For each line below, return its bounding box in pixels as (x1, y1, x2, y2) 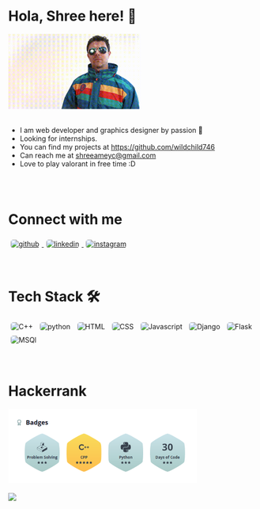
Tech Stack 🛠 (8, 287, 100, 306)
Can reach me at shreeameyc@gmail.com (19, 150, 156, 160)
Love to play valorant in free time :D (19, 158, 136, 169)
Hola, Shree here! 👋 (8, 7, 137, 25)
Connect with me (8, 211, 122, 228)
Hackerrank (8, 382, 87, 400)
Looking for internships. (19, 134, 97, 143)
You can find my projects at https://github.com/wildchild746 (19, 142, 216, 151)
